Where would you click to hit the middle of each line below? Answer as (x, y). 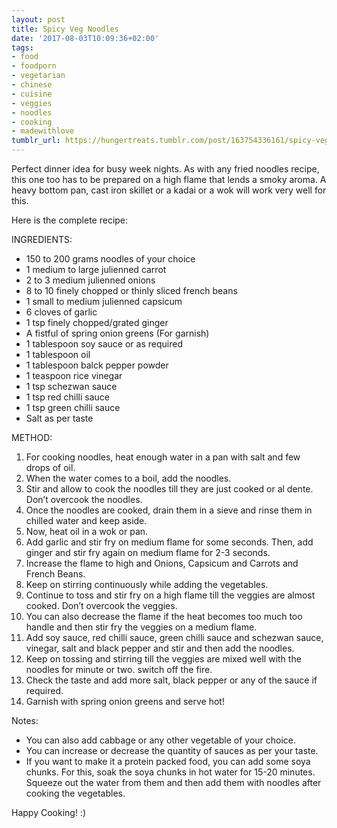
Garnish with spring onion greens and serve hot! (125, 701)
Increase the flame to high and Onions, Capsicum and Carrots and (162, 563)
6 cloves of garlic (61, 312)
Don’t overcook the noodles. (84, 499)
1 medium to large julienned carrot (96, 269)
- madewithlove (43, 131)
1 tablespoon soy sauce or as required (104, 344)
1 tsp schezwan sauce (71, 386)
